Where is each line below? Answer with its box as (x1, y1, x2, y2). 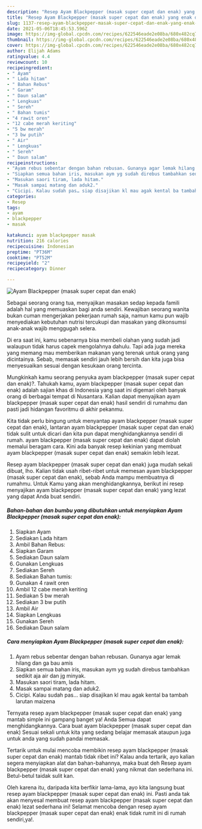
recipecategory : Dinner (7, 266, 67, 272)
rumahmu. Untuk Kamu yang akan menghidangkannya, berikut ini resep (7, 480, 184, 487)
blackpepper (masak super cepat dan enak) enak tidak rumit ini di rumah (7, 809, 186, 816)
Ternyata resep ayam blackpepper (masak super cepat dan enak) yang (7, 709, 182, 717)
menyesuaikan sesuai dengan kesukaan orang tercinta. (7, 362, 143, 369)
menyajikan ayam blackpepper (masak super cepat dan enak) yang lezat (7, 487, 186, 493)
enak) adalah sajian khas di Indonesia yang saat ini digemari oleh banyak (7, 386, 186, 393)
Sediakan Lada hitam (15, 534, 68, 541)
